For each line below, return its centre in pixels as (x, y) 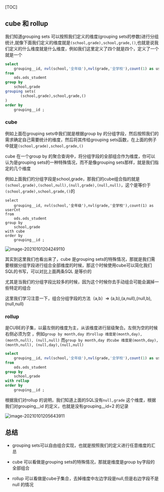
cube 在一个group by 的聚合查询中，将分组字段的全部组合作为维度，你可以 (80, 156)
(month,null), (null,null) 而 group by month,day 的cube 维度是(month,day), (82, 340)
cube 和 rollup (27, 24)
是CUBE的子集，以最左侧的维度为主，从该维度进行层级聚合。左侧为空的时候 (82, 328)
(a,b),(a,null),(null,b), (131, 298)
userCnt (13, 210)
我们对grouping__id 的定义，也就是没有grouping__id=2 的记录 (67, 406)
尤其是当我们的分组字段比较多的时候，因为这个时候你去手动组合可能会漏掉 (80, 282)
